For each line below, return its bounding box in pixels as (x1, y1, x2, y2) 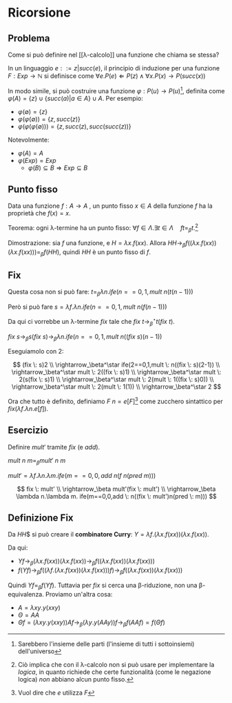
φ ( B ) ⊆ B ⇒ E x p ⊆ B (28, 164, 88, 172)
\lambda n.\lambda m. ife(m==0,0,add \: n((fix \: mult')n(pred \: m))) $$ (15, 492, 218, 500)
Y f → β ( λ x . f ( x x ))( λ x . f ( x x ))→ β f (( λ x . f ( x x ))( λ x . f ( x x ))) (17, 557, 156, 567)
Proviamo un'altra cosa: (45, 590, 113, 598)
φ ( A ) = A (17, 148, 44, 157)
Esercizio (8, 425, 49, 436)
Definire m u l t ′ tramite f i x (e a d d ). (8, 443, 101, 451)
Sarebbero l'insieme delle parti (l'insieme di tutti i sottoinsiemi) (17, 639, 195, 648)
